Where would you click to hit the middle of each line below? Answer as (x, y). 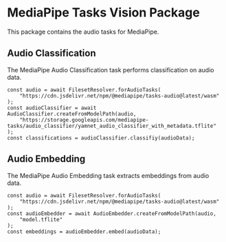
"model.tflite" (41, 219)
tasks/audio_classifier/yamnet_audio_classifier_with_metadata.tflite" (112, 126)
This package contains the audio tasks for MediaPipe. (83, 32)
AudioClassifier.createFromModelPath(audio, (72, 114)
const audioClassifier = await (52, 108)
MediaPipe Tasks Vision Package (104, 13)
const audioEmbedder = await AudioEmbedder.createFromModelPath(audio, (112, 213)
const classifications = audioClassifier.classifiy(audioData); (101, 138)
